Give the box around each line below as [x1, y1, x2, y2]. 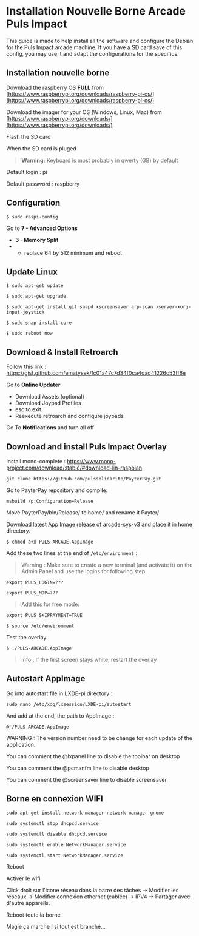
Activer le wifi [6, 875, 41, 882]
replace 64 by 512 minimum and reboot [24, 249, 123, 256]
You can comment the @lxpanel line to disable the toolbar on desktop [6, 752, 180, 759]
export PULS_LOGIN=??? [6, 579, 64, 585]
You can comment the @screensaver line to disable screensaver [6, 776, 167, 783]
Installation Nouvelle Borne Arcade [6, 4, 186, 18]
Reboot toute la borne [6, 911, 61, 918]
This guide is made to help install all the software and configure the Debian [6, 37, 194, 44]
